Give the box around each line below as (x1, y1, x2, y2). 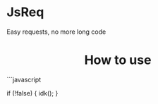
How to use (84, 52, 152, 68)
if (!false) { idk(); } (6, 89, 59, 97)
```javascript (6, 75, 42, 84)
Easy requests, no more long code (6, 27, 107, 36)
